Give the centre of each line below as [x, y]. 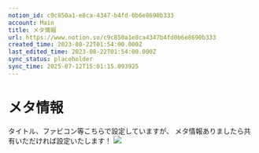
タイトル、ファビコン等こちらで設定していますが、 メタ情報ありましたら [126, 131]
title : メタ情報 [32, 30]
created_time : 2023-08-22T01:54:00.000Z [76, 45]
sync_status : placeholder [50, 60]
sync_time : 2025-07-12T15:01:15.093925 [74, 67]
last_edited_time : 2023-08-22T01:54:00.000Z [82, 52]
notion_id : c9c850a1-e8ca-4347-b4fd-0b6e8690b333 [91, 15]
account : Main [31, 23]
